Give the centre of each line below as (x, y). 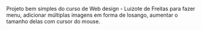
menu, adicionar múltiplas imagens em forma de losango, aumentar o (92, 15)
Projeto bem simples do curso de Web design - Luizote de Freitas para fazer (101, 9)
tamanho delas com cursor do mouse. (53, 21)
